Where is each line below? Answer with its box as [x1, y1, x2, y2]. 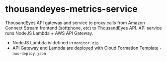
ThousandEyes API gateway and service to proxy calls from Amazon [5, 20, 145, 26]
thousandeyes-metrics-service [5, 3, 138, 15]
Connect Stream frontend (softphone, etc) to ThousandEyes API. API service [5, 25, 162, 30]
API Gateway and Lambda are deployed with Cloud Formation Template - [12, 45, 162, 51]
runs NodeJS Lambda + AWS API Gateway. [5, 30, 93, 36]
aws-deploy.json [12, 51, 46, 56]
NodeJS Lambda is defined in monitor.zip [12, 39, 99, 45]
